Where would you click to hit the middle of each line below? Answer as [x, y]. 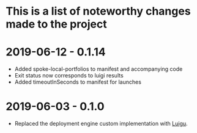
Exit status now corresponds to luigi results [69, 76]
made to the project [57, 24]
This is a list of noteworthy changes [98, 11]
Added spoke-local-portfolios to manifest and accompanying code [98, 69]
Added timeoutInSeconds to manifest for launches [78, 82]
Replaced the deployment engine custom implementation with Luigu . [101, 124]
